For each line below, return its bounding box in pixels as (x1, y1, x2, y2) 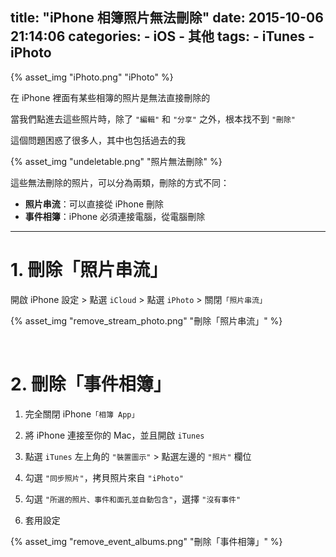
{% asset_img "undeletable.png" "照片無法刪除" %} (10, 155, 223, 167)
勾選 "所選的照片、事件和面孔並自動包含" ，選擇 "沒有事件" (24, 493, 242, 505)
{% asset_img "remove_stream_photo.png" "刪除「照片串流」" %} (10, 314, 283, 327)
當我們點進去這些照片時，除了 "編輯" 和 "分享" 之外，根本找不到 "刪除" (10, 113, 297, 125)
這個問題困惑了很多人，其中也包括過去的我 (10, 134, 186, 146)
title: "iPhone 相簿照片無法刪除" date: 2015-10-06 (10, 9, 324, 27)
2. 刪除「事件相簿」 (10, 373, 172, 395)
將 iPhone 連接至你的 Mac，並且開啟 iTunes (24, 429, 205, 441)
